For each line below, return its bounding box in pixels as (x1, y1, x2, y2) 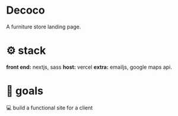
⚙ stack (6, 44, 46, 57)
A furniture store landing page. (6, 23, 81, 30)
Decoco (6, 4, 46, 17)
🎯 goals (6, 84, 43, 98)
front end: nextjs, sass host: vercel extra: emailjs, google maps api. (6, 63, 172, 70)
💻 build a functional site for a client (6, 104, 93, 111)
